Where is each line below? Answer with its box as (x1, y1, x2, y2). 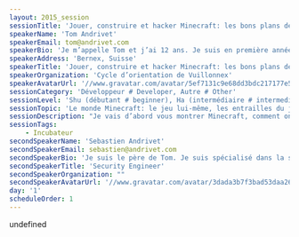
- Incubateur (25, 129, 74, 138)
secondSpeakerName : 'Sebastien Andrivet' (9, 137, 166, 146)
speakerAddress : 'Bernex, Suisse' (9, 54, 138, 63)
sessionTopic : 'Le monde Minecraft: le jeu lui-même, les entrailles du (9, 104, 285, 113)
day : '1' (9, 186, 42, 195)
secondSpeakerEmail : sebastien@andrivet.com (9, 145, 177, 154)
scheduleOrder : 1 (9, 194, 74, 204)
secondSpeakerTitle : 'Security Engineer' (9, 162, 166, 170)
